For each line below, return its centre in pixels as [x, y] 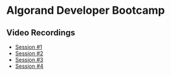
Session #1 [29, 47]
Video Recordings [41, 33]
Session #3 [29, 60]
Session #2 [29, 53]
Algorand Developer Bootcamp [85, 10]
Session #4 [29, 66]
